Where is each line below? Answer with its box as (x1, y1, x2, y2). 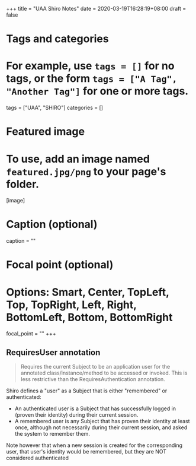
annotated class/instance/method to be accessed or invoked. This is (20, 369, 188, 376)
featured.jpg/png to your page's (6, 164, 166, 178)
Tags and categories (6, 32, 109, 46)
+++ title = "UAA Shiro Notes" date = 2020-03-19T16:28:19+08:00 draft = (6, 5, 187, 12)
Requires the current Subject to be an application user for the (20, 363, 171, 370)
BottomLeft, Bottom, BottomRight (6, 310, 173, 324)
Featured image (6, 125, 85, 138)
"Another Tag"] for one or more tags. (6, 84, 189, 98)
